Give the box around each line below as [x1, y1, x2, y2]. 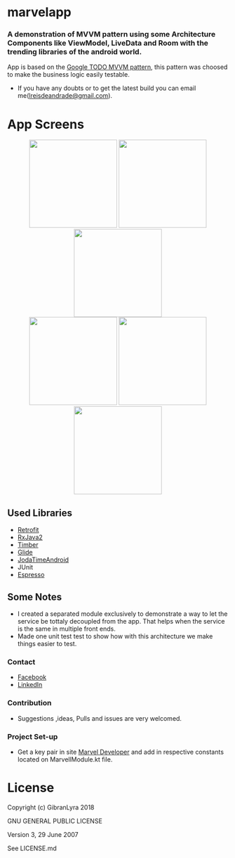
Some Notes [7, 591, 62, 603]
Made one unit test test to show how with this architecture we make [17, 632, 213, 641]
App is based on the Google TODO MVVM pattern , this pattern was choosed [7, 63, 228, 71]
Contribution [7, 698, 52, 708]
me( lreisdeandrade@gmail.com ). [17, 92, 113, 100]
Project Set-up [7, 731, 58, 741]
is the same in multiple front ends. [17, 624, 116, 633]
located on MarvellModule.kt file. [17, 755, 113, 764]
